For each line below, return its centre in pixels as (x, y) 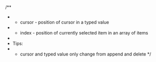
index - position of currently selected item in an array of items (84, 33)
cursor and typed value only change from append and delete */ (86, 54)
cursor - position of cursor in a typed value (64, 22)
